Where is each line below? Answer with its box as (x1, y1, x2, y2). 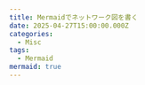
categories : (9, 29, 53, 38)
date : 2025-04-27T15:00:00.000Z (9, 21, 129, 30)
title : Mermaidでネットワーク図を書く (9, 12, 139, 22)
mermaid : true (9, 63, 62, 72)
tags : (9, 46, 29, 55)
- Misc (17, 37, 42, 47)
